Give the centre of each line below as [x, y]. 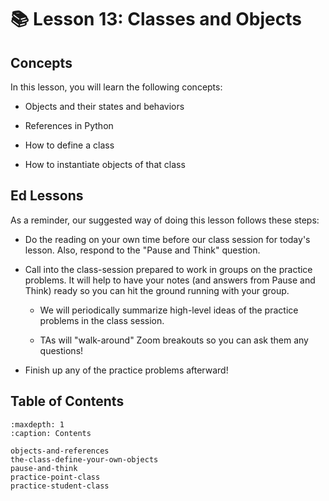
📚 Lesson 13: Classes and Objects [156, 19]
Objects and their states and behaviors [104, 106]
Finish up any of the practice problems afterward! [126, 370]
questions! [61, 350]
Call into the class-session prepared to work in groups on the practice [168, 269]
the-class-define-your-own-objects [84, 459]
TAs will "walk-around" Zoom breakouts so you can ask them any [174, 340]
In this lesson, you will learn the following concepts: [116, 87]
